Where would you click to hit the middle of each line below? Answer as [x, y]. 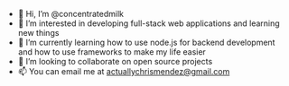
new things [38, 33]
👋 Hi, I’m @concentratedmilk [71, 14]
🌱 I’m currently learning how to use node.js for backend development [146, 42]
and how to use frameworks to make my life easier [112, 52]
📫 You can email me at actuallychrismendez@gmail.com [124, 71]
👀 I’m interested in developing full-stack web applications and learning [149, 23]
